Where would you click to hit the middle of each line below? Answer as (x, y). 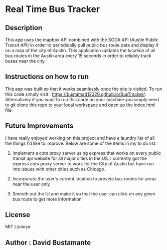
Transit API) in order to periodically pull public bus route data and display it (82, 45)
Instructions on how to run (47, 77)
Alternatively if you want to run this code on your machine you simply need (82, 99)
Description (24, 28)
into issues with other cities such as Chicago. (59, 169)
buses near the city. (25, 61)
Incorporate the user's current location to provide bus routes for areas (84, 178)
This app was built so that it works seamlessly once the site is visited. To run (84, 89)
